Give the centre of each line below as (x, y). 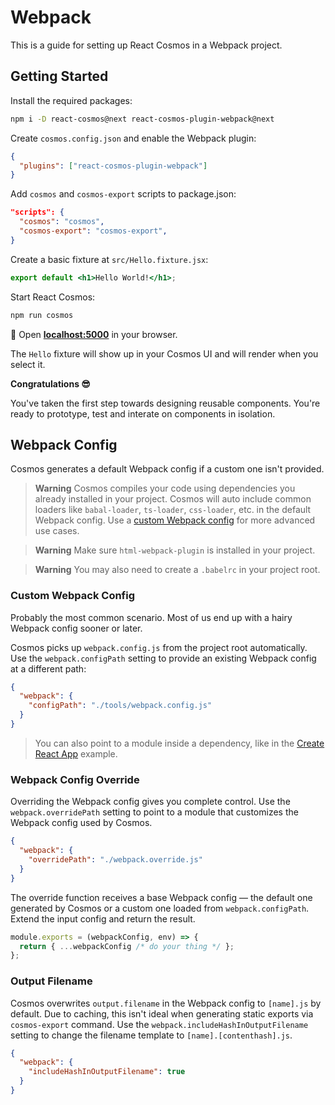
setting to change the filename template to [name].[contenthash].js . (151, 1035)
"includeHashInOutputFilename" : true (107, 1072)
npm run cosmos (42, 315)
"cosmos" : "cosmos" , (62, 222)
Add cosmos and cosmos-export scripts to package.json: (123, 194)
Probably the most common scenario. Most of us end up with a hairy (151, 617)
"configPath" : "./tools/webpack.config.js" (120, 706)
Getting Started (59, 76)
